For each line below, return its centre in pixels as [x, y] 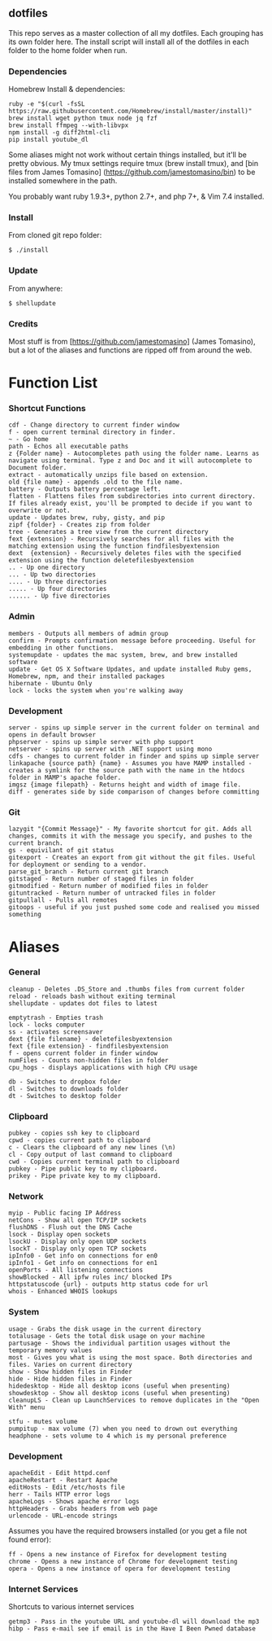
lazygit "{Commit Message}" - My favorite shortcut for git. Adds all [130, 829]
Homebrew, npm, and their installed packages [86, 676]
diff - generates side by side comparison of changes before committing [134, 792]
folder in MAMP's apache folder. [65, 778]
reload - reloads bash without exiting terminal [92, 996]
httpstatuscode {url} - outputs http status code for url [108, 1284]
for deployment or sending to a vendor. [78, 865]
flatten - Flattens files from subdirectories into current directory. [132, 497]
